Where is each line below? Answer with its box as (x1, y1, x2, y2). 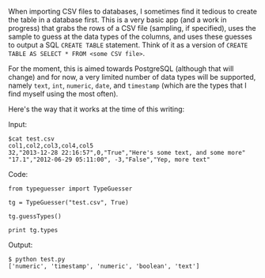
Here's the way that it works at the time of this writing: (8, 104, 185, 114)
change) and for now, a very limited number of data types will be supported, (8, 73, 256, 81)
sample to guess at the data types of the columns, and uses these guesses (8, 32, 253, 41)
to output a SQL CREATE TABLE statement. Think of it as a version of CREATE (8, 40, 248, 50)
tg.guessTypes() (8, 212, 62, 220)
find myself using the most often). (8, 89, 119, 98)
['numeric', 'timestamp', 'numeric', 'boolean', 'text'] (8, 262, 200, 270)
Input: (8, 120, 28, 129)
